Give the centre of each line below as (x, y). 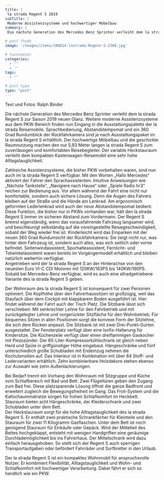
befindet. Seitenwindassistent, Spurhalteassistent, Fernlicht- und (70, 248)
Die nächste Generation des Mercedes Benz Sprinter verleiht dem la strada (81, 114)
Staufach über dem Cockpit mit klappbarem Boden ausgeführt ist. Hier (76, 299)
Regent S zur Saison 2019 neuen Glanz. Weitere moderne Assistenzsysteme (82, 119)
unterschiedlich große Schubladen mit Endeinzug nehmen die (67, 351)
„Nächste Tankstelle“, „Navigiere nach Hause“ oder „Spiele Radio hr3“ (75, 186)
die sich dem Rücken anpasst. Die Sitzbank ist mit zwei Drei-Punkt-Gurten (80, 325)
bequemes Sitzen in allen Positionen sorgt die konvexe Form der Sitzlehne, (80, 319)
